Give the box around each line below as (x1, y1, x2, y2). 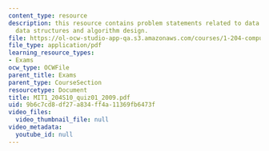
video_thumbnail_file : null (15, 116, 110, 124)
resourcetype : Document (8, 85, 88, 94)
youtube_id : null (15, 130, 74, 138)
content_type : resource (8, 11, 88, 20)
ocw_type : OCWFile (8, 64, 70, 72)
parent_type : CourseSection (8, 78, 102, 86)
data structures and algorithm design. (15, 26, 149, 34)
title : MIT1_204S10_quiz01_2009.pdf (8, 93, 130, 101)
